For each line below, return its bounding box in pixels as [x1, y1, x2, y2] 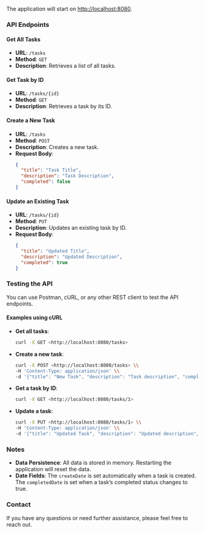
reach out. [6, 521, 32, 528]
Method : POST [15, 137, 50, 144]
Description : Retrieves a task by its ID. [15, 103, 113, 110]
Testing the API [6, 279, 53, 288]
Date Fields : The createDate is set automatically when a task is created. [15, 472, 196, 479]
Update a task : [15, 408, 53, 415]
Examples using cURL [6, 314, 63, 322]
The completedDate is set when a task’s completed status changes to [15, 479, 188, 486]
